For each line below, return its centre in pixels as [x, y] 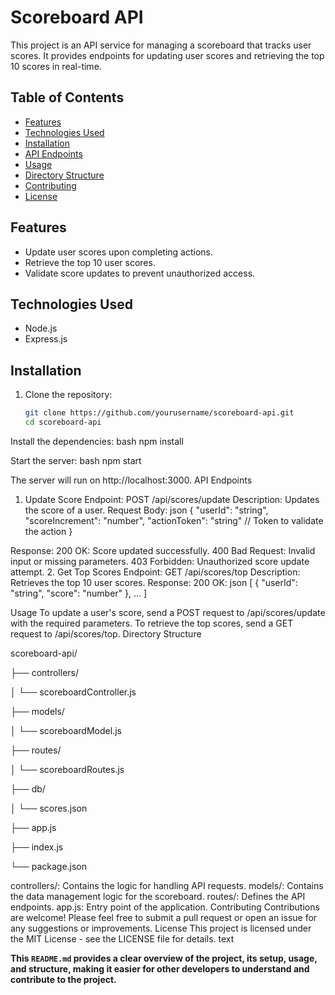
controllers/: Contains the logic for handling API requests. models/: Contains [167, 885]
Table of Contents [67, 97]
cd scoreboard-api [63, 422]
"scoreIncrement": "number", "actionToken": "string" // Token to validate [174, 520]
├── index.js [37, 847]
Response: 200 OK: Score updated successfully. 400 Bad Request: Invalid [163, 550]
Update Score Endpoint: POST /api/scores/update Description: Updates [172, 499]
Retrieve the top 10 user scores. [90, 262]
